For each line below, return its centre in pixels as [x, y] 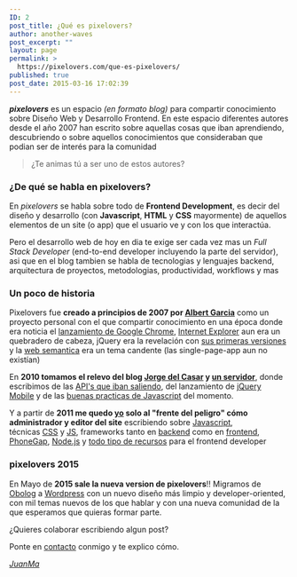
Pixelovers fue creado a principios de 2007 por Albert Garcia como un [139, 312]
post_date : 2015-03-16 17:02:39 [69, 83]
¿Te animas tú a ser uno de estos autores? [108, 163]
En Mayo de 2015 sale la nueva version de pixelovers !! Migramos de [135, 484]
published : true [39, 75]
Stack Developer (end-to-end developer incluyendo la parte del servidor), [144, 251]
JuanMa [24, 564]
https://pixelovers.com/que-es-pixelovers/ [98, 67]
